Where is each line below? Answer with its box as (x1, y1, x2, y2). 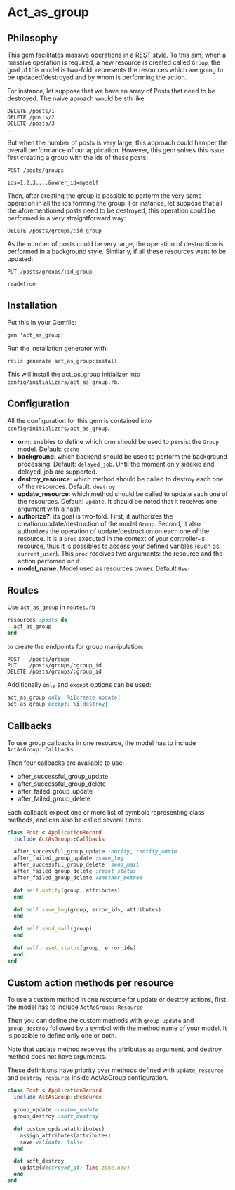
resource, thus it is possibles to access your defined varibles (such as (17, 542, 220, 550)
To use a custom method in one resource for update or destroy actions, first (7, 996, 227, 1004)
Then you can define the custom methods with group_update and (7, 1017, 194, 1025)
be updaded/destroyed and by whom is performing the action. (7, 73, 187, 81)
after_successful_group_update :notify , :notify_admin (13, 848, 177, 855)
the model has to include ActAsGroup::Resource (7, 1003, 144, 1011)
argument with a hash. (17, 504, 83, 513)
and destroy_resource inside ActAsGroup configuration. (7, 1074, 168, 1082)
